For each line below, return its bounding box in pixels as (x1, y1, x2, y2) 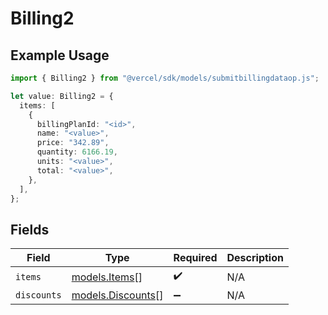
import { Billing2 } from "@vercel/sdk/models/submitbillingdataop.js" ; (10, 73, 320, 83)
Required (173, 251, 218, 265)
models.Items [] (71, 270, 143, 284)
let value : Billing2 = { (10, 91, 114, 101)
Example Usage (10, 47, 110, 64)
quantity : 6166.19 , (36, 147, 118, 157)
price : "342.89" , (36, 138, 110, 148)
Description (226, 251, 284, 265)
